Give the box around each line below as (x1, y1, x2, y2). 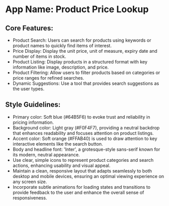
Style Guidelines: (5, 100, 61, 109)
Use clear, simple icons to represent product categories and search (12, 157, 154, 163)
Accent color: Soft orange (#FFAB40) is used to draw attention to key (12, 135, 157, 142)
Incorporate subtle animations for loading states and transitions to (12, 184, 151, 190)
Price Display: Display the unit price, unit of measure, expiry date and (12, 48, 157, 54)
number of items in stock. (12, 53, 66, 59)
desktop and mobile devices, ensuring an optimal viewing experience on (12, 173, 164, 179)
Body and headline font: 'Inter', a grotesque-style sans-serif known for (12, 146, 160, 152)
